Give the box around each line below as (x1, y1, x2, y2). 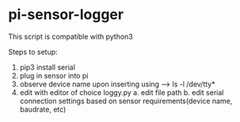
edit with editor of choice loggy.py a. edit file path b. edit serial (19, 87, 224, 97)
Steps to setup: (8, 47, 58, 56)
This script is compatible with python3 (8, 32, 133, 41)
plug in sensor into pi (19, 71, 89, 80)
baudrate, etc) (19, 105, 67, 114)
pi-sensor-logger (8, 6, 124, 24)
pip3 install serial (19, 62, 75, 72)
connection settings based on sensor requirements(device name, (19, 96, 233, 105)
